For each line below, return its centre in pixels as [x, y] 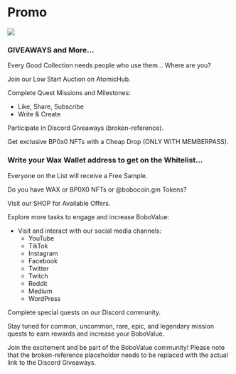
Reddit [38, 283]
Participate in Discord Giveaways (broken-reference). [86, 128]
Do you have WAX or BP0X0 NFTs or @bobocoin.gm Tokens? [97, 189]
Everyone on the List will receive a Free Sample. [77, 175]
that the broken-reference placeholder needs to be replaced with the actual [118, 355]
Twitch [38, 276]
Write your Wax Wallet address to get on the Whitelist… [105, 160]
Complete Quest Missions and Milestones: [69, 93]
